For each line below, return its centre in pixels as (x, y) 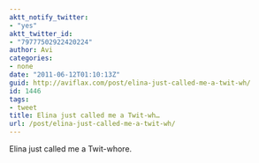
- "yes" (23, 26)
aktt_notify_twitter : (49, 17)
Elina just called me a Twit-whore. (71, 149)
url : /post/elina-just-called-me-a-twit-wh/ (92, 124)
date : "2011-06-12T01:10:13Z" (65, 75)
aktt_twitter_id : (41, 33)
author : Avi (31, 50)
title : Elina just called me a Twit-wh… (85, 115)
